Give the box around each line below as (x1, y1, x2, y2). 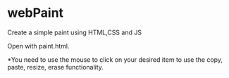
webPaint (7, 5, 64, 21)
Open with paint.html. (7, 41, 70, 50)
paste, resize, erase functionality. (7, 63, 104, 71)
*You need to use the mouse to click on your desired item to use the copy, (7, 55, 223, 64)
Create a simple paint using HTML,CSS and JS (7, 28, 142, 37)
